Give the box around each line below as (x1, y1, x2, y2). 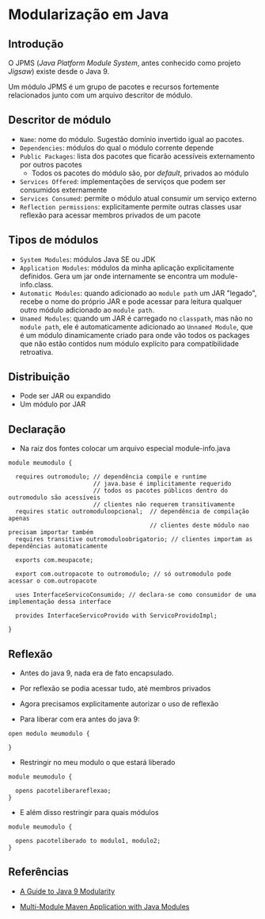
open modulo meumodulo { (8, 730, 90, 738)
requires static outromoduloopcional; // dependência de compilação (15, 508, 249, 516)
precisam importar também (8, 529, 93, 536)
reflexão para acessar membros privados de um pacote (19, 210, 201, 220)
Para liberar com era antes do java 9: (19, 714, 140, 724)
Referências (8, 865, 70, 879)
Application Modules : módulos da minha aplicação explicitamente (19, 263, 235, 272)
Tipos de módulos (8, 233, 99, 247)
